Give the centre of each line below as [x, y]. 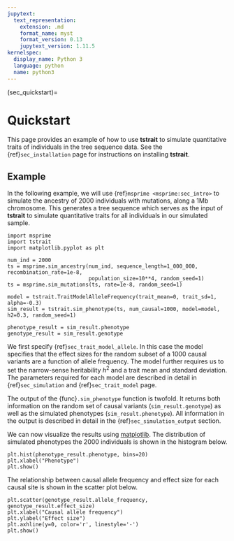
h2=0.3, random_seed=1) [42, 315]
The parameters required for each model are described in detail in [102, 377]
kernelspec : [24, 53]
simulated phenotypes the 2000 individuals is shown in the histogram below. [117, 442]
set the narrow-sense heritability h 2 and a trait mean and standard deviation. [117, 369]
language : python [39, 66]
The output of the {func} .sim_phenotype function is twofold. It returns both [114, 398]
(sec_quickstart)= [32, 92]
